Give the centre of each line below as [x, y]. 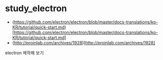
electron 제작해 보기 [24, 53]
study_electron [36, 9]
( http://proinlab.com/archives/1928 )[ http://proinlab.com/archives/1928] [83, 42]
